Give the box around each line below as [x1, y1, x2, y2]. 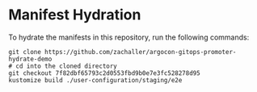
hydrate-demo [8, 55, 53, 63]
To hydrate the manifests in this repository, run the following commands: [8, 32, 250, 42]
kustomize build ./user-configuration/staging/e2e [8, 76, 183, 84]
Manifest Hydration [8, 6, 141, 24]
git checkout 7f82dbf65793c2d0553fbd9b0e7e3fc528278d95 [8, 69, 200, 77]
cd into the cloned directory [15, 62, 117, 70]
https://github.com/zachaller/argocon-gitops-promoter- [44, 48, 237, 56]
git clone [8, 48, 42, 56]
